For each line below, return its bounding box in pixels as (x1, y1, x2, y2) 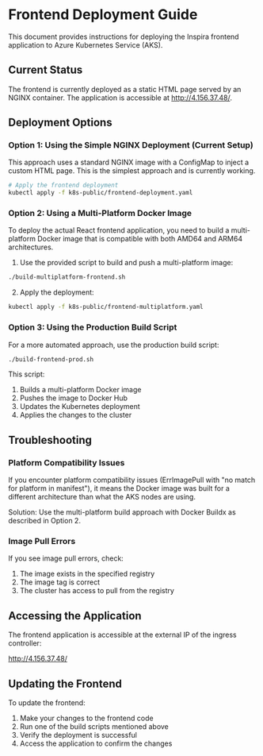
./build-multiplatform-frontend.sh (8, 273, 126, 281)
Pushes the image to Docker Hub (19, 393, 128, 403)
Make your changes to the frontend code (19, 713, 154, 723)
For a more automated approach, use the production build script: (8, 340, 219, 349)
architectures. (8, 242, 54, 252)
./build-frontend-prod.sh (8, 355, 93, 363)
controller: (8, 638, 42, 648)
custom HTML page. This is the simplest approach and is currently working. (8, 166, 256, 175)
